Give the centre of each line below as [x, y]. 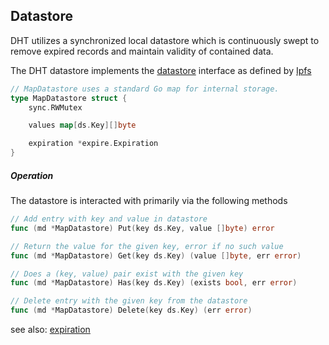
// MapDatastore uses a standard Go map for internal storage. [145, 89]
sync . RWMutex [55, 107]
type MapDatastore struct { [69, 98]
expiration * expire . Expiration [93, 144]
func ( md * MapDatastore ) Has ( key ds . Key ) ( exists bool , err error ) [154, 283]
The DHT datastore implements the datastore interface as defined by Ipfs [161, 70]
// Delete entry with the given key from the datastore [129, 301]
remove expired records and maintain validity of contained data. [142, 51]
